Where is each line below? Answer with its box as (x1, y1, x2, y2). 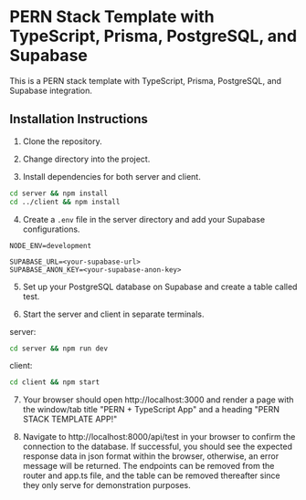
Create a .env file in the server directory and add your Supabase (22, 214, 266, 224)
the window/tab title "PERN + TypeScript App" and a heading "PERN (22, 404, 280, 415)
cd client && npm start (9, 378, 100, 387)
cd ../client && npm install (9, 197, 121, 206)
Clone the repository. (22, 135, 102, 147)
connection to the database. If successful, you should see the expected (22, 441, 292, 453)
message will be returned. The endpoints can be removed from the (22, 461, 275, 472)
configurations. (22, 224, 80, 234)
